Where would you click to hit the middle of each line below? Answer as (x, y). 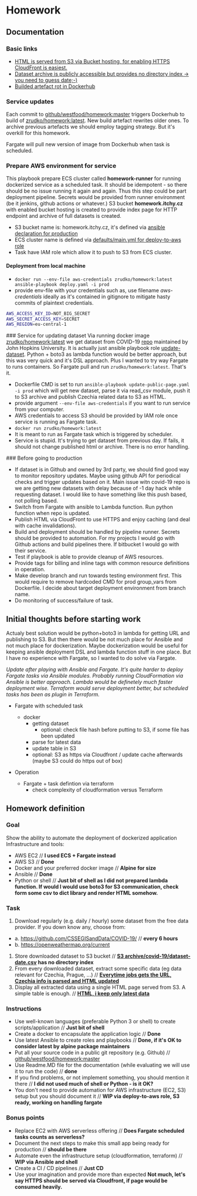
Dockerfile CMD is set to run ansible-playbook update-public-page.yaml (102, 385)
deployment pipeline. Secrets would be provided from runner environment (96, 197)
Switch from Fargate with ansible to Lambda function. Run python (94, 507)
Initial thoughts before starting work (74, 619)
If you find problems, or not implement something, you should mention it (102, 1077)
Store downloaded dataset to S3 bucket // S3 (69, 956)
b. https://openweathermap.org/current (62, 945)
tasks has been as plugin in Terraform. (53, 695)
